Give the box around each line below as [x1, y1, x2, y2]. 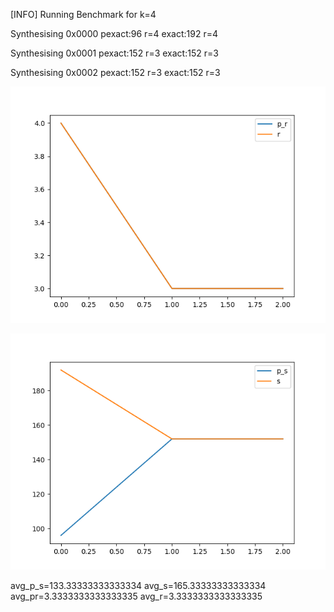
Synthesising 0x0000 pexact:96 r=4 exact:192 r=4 [10, 28, 218, 39]
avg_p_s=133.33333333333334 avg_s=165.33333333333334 [10, 580, 267, 591]
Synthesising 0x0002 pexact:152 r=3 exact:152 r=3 [10, 67, 221, 78]
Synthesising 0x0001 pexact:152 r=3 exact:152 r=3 [10, 47, 219, 59]
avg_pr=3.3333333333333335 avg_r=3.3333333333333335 [10, 590, 263, 602]
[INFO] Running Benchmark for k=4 [10, 9, 157, 20]
